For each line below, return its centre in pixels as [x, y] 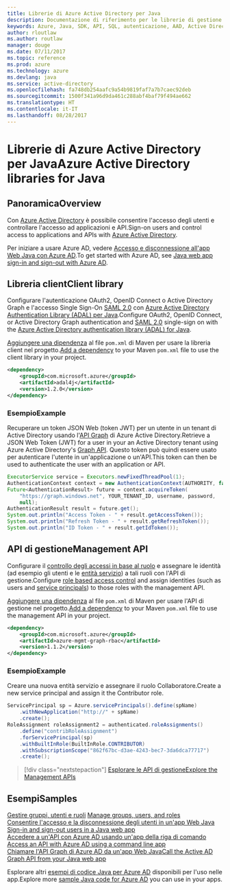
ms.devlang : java [32, 77]
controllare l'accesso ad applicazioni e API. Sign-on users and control [104, 227]
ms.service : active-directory [50, 84]
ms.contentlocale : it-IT [42, 109]
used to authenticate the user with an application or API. [86, 465]
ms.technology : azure [38, 71]
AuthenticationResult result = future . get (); [73, 509]
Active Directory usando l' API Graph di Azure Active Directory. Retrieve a [109, 435]
